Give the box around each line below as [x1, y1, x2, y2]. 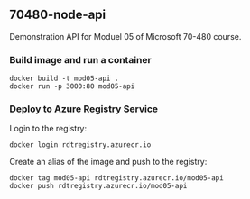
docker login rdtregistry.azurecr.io [9, 140, 152, 149]
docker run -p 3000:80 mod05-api [9, 82, 135, 91]
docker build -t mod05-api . [9, 74, 119, 84]
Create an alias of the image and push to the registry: [9, 157, 208, 167]
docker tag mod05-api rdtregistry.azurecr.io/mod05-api [9, 174, 224, 183]
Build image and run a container [9, 53, 152, 66]
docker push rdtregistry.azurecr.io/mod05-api [9, 182, 188, 191]
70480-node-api [9, 7, 106, 23]
